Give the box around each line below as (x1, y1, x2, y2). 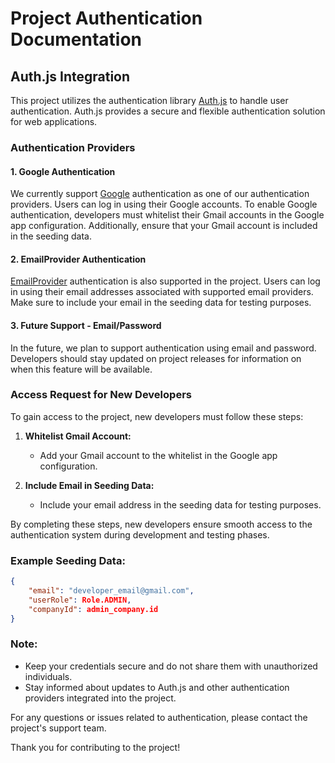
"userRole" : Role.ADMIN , (28, 595, 132, 605)
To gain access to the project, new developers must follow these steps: (10, 410, 304, 422)
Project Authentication (10, 7, 203, 30)
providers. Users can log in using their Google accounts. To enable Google (10, 198, 318, 211)
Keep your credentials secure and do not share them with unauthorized (24, 660, 318, 672)
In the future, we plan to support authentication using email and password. (10, 342, 317, 354)
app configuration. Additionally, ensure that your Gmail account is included (10, 220, 318, 232)
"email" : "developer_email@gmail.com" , (28, 586, 195, 596)
